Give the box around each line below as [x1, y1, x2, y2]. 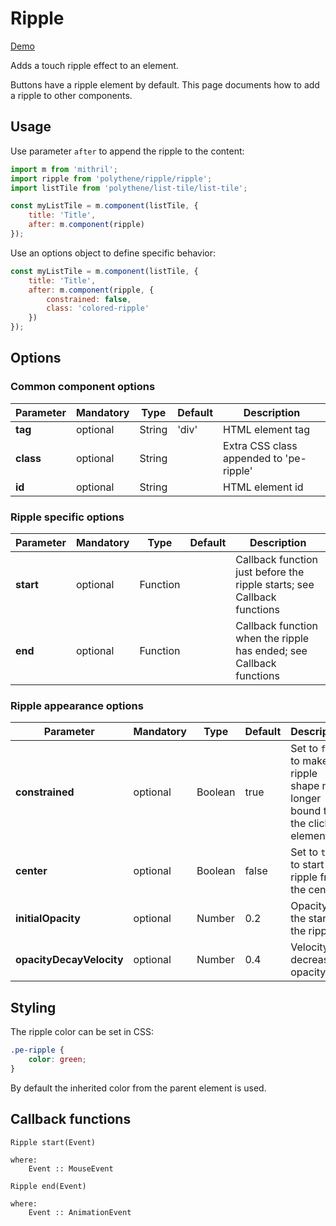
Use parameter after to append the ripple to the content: [10, 145, 245, 157]
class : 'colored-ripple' [46, 303, 150, 314]
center [15, 864, 48, 878]
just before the [235, 565, 305, 579]
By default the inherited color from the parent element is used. [10, 1082, 267, 1094]
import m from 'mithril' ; [10, 164, 118, 174]
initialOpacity [15, 912, 81, 926]
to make [290, 754, 328, 768]
